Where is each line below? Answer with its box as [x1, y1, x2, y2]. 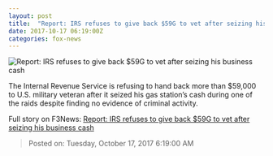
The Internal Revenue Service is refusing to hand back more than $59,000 [8, 81, 257, 91]
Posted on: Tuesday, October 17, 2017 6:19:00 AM [28, 139, 194, 149]
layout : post [8, 11, 53, 20]
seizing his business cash [8, 123, 95, 132]
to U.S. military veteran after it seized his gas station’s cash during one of [8, 90, 253, 100]
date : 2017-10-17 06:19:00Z [8, 27, 104, 35]
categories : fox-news [8, 34, 82, 43]
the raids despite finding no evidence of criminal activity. [8, 98, 199, 108]
